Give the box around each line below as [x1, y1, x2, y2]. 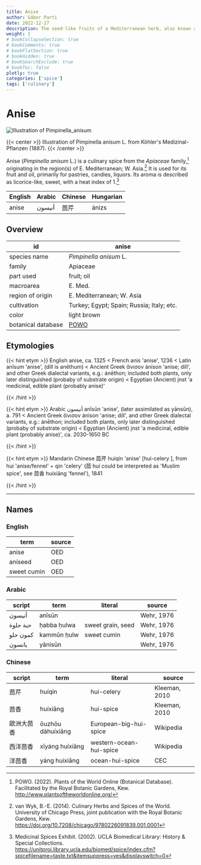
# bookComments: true [6, 43, 60, 48]
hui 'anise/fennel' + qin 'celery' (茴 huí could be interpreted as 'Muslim [6, 462, 180, 469]
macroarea [9, 281, 40, 290]
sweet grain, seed [84, 621, 135, 629]
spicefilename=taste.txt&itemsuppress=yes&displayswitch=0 [14, 852, 166, 859]
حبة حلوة [9, 621, 32, 629]
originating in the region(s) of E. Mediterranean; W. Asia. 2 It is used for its [6, 163, 187, 172]
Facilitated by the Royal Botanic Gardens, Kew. [14, 784, 130, 791]
